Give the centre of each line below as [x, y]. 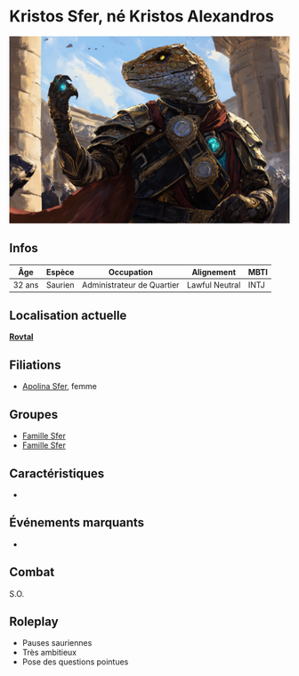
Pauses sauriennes [57, 643]
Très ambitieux [49, 653]
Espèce [60, 272]
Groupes [34, 415]
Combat [32, 572]
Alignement [214, 272]
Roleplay [34, 621]
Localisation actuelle [68, 316]
